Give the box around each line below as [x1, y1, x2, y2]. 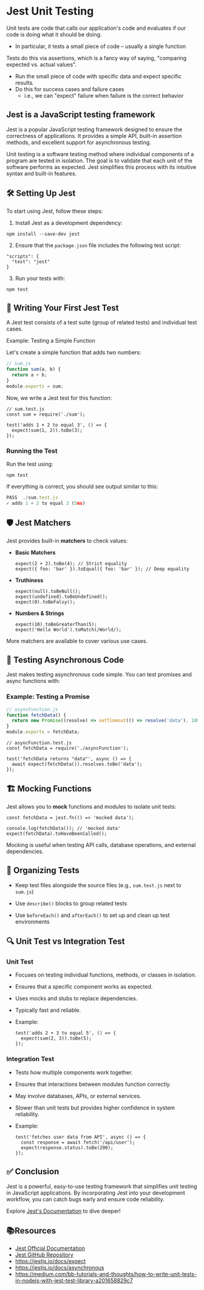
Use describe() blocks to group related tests [15, 899, 127, 907]
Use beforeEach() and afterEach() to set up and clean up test [15, 911, 170, 919]
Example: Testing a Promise [6, 693, 90, 701]
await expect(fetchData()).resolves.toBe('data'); [12, 761, 143, 767]
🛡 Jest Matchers [6, 518, 71, 528]
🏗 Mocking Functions [6, 784, 92, 794]
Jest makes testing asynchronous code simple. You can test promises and [6, 671, 192, 678]
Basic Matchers [15, 549, 56, 556]
